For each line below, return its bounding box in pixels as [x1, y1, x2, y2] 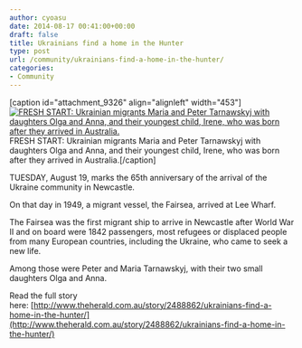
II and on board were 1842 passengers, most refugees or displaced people [9, 226, 288, 237]
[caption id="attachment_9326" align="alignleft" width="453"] [9, 97, 242, 108]
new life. [9, 245, 42, 256]
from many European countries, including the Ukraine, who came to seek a [9, 236, 288, 247]
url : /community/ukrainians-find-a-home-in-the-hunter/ [9, 55, 224, 64]
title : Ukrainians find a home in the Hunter [9, 38, 184, 48]
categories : [9, 64, 54, 73]
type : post [9, 47, 51, 56]
